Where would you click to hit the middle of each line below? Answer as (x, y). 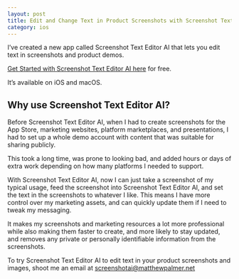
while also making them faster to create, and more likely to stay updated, (114, 231)
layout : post (27, 14)
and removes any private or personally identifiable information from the (112, 239)
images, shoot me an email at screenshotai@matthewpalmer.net (101, 268)
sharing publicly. (32, 145)
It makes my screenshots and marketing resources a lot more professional (116, 224)
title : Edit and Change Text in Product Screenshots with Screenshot (113, 21)
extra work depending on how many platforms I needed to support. (106, 166)
